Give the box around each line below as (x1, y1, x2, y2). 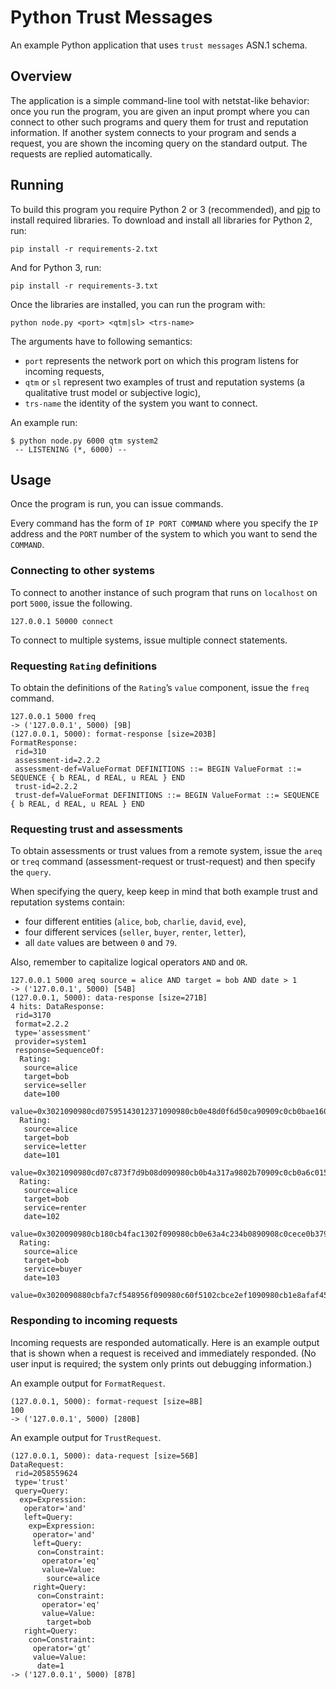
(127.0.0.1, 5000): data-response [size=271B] (10, 993, 208, 1003)
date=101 (23, 1151, 60, 1161)
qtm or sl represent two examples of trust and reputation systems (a (24, 376, 305, 388)
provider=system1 (14, 1037, 87, 1047)
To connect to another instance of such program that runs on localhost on (10, 586, 318, 598)
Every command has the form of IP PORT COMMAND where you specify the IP (10, 517, 319, 530)
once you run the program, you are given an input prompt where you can (10, 105, 310, 117)
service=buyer (23, 1264, 83, 1275)
